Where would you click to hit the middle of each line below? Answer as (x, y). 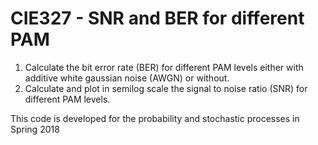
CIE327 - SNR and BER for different (157, 18)
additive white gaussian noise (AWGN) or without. (127, 78)
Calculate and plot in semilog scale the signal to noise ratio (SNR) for (166, 88)
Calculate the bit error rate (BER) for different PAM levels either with (164, 67)
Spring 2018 (35, 129)
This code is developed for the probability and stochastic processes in (155, 118)
